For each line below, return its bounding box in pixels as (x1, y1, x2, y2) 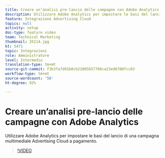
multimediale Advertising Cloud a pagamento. (5, 138, 98, 144)
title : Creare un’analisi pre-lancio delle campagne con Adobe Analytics (5, 7, 160, 12)
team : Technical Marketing (5, 35, 60, 40)
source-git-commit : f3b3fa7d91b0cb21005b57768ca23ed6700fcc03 (5, 67, 135, 72)
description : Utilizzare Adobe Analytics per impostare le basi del (5, 12, 148, 17)
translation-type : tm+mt (5, 62, 56, 67)
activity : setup (5, 26, 38, 31)
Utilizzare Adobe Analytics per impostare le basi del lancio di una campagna (5, 132, 160, 138)
